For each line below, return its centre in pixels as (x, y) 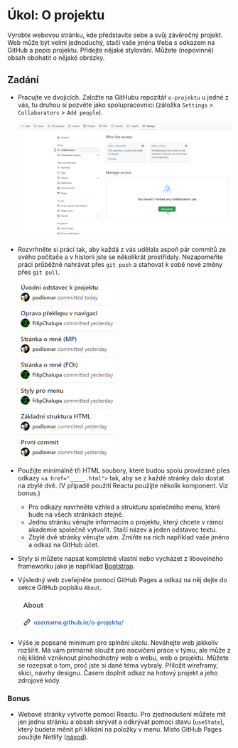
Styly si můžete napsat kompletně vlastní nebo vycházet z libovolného (120, 558)
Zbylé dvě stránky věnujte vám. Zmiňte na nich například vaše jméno (129, 537)
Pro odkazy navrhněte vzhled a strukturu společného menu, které (124, 507)
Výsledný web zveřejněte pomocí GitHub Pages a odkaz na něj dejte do (122, 579)
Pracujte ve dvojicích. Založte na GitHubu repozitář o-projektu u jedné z (123, 97)
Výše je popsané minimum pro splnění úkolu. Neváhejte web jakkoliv (118, 642)
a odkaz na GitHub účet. (64, 544)
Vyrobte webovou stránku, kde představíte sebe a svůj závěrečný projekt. (115, 35)
